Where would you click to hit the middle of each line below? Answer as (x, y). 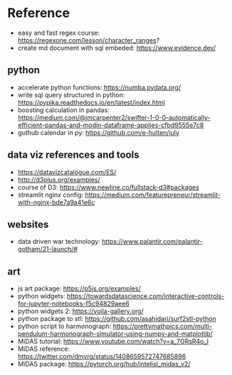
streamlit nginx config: (51, 195)
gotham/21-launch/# (48, 249)
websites (28, 224)
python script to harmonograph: (64, 326)
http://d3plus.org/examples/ (59, 180)
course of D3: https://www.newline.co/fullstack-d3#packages (108, 187)
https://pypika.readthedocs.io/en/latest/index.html (91, 102)
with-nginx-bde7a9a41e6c (56, 202)
